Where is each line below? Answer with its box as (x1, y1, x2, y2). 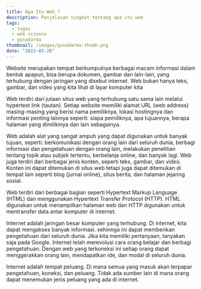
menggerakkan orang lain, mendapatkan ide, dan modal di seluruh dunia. (6, 251, 187, 258)
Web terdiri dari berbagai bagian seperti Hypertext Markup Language (6, 189, 178, 196)
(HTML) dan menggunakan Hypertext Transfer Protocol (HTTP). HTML (6, 195, 181, 202)
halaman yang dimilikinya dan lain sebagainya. (6, 121, 121, 128)
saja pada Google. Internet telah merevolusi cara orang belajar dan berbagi (6, 239, 191, 246)
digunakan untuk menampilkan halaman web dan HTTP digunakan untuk (6, 201, 186, 208)
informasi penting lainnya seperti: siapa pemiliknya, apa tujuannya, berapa (6, 114, 190, 121)
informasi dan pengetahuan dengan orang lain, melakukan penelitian (6, 145, 176, 152)
